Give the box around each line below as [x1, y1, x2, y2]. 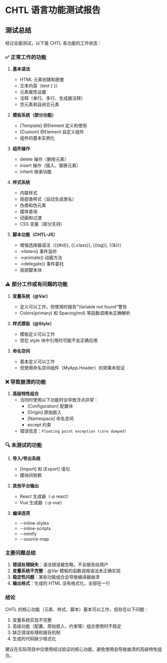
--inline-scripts [19, 526, 51, 531]
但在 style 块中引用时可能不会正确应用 [19, 337, 98, 343]
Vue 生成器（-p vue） [19, 500, 65, 506]
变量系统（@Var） [12, 293, 51, 299]
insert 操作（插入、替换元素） [19, 162, 81, 168]
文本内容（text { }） [19, 83, 61, 89]
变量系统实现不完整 [12, 617, 52, 623]
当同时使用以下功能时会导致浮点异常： [19, 397, 98, 402]
